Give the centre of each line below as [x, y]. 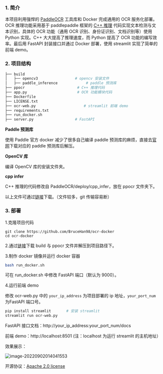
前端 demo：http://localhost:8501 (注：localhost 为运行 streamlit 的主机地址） [83, 336]
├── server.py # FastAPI [50, 120]
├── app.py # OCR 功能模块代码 [59, 92]
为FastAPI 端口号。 [24, 302]
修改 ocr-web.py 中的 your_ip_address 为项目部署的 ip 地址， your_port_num [81, 296]
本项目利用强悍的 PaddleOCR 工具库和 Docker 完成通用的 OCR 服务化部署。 [81, 19]
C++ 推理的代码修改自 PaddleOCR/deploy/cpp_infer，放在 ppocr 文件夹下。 [81, 187]
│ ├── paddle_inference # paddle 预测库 [61, 83]
